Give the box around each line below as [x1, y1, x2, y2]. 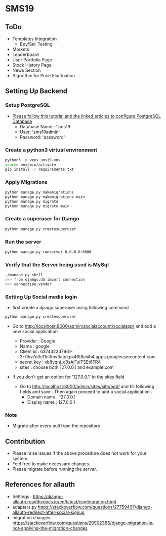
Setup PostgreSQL [5, 102, 50, 109]
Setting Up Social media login [5, 293, 78, 300]
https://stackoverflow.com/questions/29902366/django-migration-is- [12, 520, 154, 526]
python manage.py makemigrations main [5, 194, 85, 199]
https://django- [33, 493, 64, 499]
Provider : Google [19, 338, 56, 344]
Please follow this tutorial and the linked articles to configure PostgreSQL [12, 113, 161, 119]
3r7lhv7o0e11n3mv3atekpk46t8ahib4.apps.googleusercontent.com [19, 353, 156, 359]
